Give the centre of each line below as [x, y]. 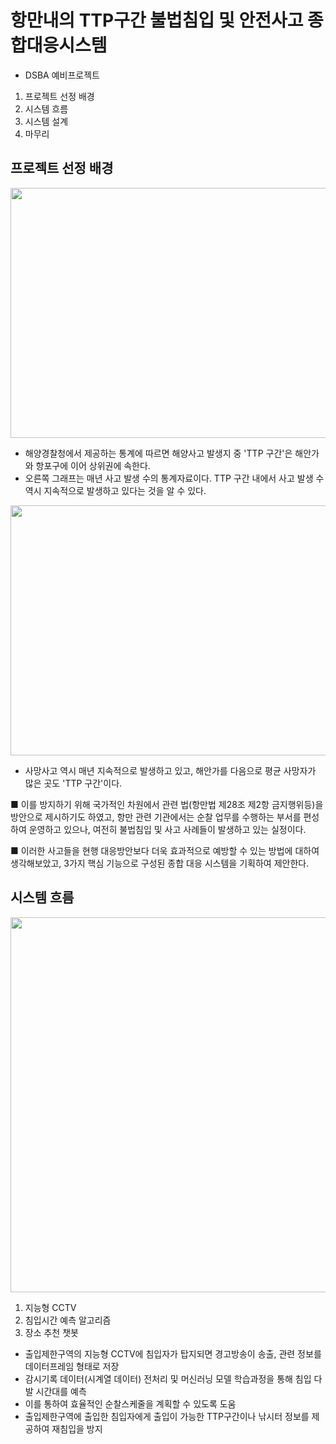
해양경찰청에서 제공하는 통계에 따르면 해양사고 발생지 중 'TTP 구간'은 [158, 453]
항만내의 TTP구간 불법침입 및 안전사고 [157, 20]
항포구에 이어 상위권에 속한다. [93, 465]
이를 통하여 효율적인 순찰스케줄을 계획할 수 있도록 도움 [130, 1403]
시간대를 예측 [61, 1391]
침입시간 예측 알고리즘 [68, 1320]
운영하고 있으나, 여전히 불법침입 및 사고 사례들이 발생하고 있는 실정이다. [167, 829]
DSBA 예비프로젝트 [62, 75]
